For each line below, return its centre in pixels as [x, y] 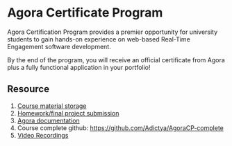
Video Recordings [43, 135]
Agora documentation [48, 120]
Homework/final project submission [68, 113]
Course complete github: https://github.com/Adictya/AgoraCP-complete [121, 128]
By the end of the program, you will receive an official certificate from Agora [116, 60]
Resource [28, 89]
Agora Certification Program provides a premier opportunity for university [113, 32]
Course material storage [52, 106]
